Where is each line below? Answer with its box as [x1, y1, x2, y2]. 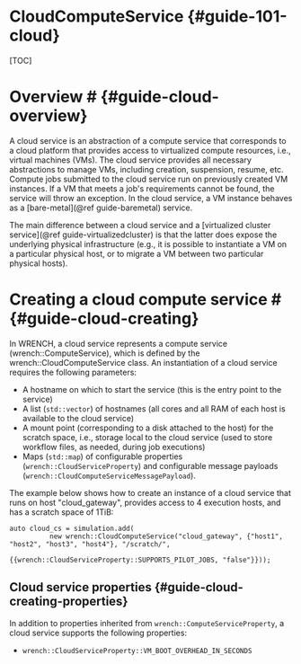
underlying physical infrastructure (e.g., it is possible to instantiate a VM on [9, 238, 288, 249]
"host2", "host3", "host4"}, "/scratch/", [9, 539, 171, 549]
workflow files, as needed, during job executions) [22, 441, 206, 452]
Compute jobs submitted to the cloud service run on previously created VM [9, 173, 288, 184]
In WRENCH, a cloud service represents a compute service [9, 338, 227, 349]
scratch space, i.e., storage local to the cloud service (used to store [22, 431, 273, 442]
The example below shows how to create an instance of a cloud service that [9, 487, 292, 498]
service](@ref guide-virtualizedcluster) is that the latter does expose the [9, 229, 278, 240]
